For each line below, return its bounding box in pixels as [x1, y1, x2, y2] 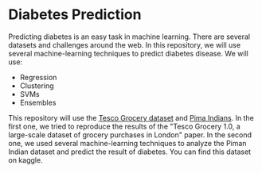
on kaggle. [8, 155, 43, 164]
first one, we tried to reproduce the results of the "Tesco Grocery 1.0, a [8, 121, 240, 131]
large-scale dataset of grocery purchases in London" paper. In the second [8, 129, 252, 140]
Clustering [19, 81, 54, 90]
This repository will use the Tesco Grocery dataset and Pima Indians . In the [8, 113, 255, 122]
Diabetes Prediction [8, 6, 142, 24]
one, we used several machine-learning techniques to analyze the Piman [8, 138, 247, 148]
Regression [19, 72, 57, 82]
